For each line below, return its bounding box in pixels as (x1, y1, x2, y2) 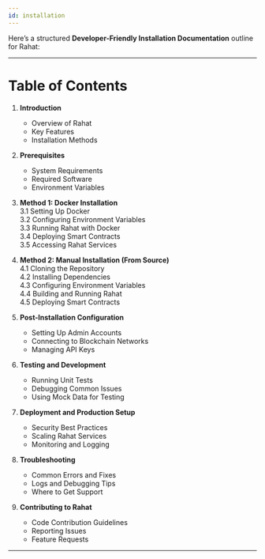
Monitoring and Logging (31, 440, 110, 449)
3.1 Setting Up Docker (19, 206, 91, 216)
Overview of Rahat (31, 118, 92, 127)
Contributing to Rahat (19, 502, 92, 512)
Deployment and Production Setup (19, 407, 136, 417)
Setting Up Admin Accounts (31, 327, 122, 337)
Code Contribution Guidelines (31, 517, 129, 527)
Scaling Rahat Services (31, 431, 107, 440)
